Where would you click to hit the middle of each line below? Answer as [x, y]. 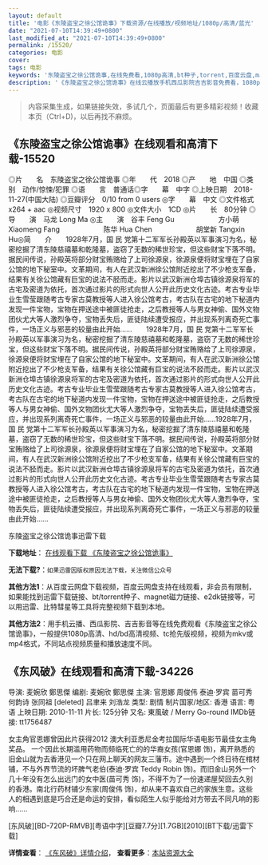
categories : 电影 [36, 53]
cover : [19, 61]
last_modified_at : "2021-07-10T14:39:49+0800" [87, 38]
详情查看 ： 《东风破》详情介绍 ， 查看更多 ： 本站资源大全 [101, 853]
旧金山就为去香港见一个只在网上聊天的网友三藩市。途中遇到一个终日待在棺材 [134, 759]
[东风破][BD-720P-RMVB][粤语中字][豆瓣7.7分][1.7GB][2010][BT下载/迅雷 [128, 826]
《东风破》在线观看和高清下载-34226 [101, 671]
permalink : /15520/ [41, 46]
